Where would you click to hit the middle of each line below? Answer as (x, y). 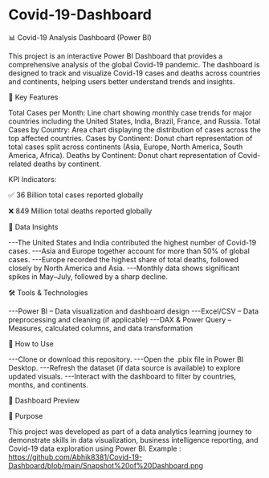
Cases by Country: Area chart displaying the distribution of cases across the (134, 129)
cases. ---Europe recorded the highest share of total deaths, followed (124, 259)
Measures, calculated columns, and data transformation (101, 328)
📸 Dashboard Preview (44, 400)
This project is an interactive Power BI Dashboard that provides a (116, 56)
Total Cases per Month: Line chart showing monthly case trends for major (130, 112)
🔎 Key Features (33, 97)
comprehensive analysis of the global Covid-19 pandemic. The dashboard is (134, 64)
